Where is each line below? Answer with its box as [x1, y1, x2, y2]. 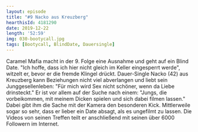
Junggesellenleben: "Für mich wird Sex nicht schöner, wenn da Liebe [6, 82, 175, 90]
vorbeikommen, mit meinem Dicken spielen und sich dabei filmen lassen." [6, 95, 186, 102]
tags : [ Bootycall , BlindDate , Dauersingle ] [6, 42, 115, 48]
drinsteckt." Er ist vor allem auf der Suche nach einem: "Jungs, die [6, 89, 167, 96]
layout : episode [6, 8, 46, 15]
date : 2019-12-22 [6, 25, 49, 31]
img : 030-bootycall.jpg [6, 36, 65, 42]
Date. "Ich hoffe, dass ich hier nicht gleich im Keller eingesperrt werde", [6, 64, 180, 71]
